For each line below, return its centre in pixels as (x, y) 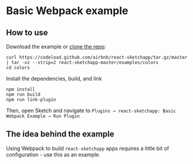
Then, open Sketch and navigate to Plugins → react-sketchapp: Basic (91, 111)
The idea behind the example (60, 134)
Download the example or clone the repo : (56, 46)
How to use (27, 33)
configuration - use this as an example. (53, 155)
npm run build (23, 95)
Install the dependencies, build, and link (54, 78)
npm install (21, 89)
